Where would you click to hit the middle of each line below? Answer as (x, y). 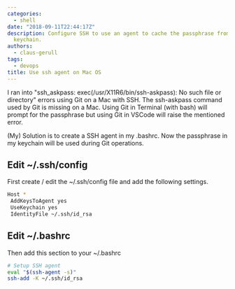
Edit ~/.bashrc (39, 236)
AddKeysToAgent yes (39, 201)
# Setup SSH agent (34, 266)
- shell (25, 20)
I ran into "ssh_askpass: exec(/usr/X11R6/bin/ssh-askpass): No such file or (114, 92)
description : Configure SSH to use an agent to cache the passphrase (111, 33)
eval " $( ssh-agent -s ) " (42, 272)
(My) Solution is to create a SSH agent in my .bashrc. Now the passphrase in (117, 135)
